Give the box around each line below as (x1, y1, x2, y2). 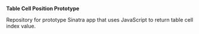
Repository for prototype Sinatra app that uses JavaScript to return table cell (6, 16, 194, 23)
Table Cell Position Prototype (6, 5, 80, 12)
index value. (6, 23, 36, 29)
